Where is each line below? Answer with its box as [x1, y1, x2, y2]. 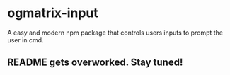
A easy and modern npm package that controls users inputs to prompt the [7, 28, 224, 37]
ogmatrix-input [7, 5, 99, 21]
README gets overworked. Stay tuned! [7, 57, 183, 69]
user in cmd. [7, 35, 44, 44]
